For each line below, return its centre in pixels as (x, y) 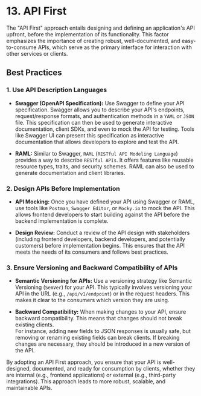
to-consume (22, 47)
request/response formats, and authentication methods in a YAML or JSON (104, 116)
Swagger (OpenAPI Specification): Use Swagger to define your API (100, 103)
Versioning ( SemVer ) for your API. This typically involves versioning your (104, 287)
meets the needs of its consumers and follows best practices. (92, 252)
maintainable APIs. (29, 388)
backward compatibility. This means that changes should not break (98, 318)
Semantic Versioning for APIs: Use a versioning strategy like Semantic (103, 281)
